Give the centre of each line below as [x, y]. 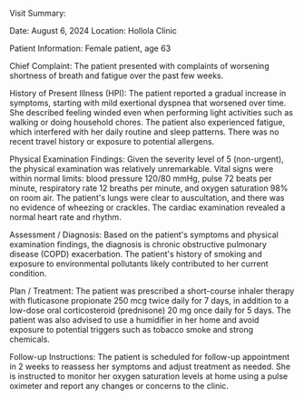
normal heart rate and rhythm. [66, 217]
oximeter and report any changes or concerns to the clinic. [119, 386]
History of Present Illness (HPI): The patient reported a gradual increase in [148, 93]
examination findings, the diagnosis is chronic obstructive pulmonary [138, 244]
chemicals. [29, 339]
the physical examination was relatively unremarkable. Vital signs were [142, 169]
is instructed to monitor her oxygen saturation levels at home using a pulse [149, 376]
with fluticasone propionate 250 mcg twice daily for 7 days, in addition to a [149, 300]
